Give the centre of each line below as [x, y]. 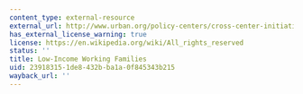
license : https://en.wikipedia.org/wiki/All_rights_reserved [127, 43]
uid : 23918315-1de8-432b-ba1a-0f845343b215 [92, 68]
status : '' [30, 51]
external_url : [36, 26]
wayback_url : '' [40, 76]
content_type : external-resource [72, 17]
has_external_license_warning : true [78, 34]
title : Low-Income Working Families [78, 59]
